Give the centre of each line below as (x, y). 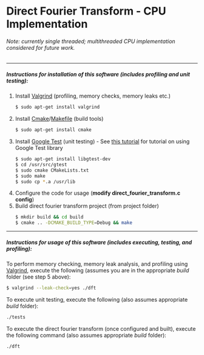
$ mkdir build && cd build (49, 217)
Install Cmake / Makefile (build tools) (59, 119)
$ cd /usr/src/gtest (41, 164)
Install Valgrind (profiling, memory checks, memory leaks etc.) (93, 96)
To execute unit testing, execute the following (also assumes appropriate (97, 300)
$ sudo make (30, 176)
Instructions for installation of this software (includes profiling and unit (98, 74)
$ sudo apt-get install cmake (53, 130)
